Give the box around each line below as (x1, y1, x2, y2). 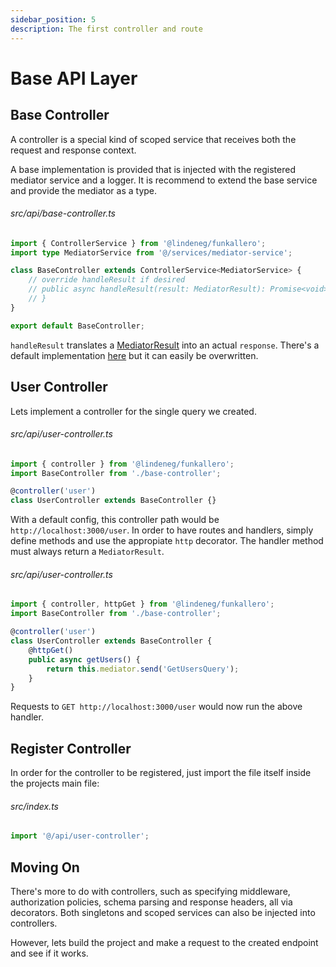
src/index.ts (10, 800, 59, 812)
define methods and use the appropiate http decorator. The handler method (10, 535, 324, 547)
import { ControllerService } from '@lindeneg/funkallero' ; (10, 238, 267, 248)
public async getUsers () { (28, 654, 141, 665)
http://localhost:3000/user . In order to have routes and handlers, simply (10, 524, 314, 536)
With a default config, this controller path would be (10, 514, 220, 526)
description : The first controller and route (10, 24, 203, 34)
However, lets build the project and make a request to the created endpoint (10, 937, 319, 948)
